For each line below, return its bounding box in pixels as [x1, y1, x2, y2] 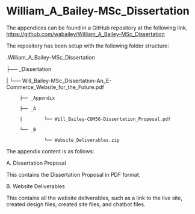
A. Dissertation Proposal [6, 159, 66, 167]
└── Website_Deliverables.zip [44, 137, 120, 143]
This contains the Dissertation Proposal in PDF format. [6, 171, 141, 178]
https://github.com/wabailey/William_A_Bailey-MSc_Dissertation [6, 30, 166, 37]
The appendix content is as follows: [6, 147, 94, 154]
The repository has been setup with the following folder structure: [6, 42, 170, 49]
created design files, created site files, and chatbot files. [6, 200, 146, 208]
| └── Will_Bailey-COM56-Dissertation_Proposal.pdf [19, 116, 171, 122]
